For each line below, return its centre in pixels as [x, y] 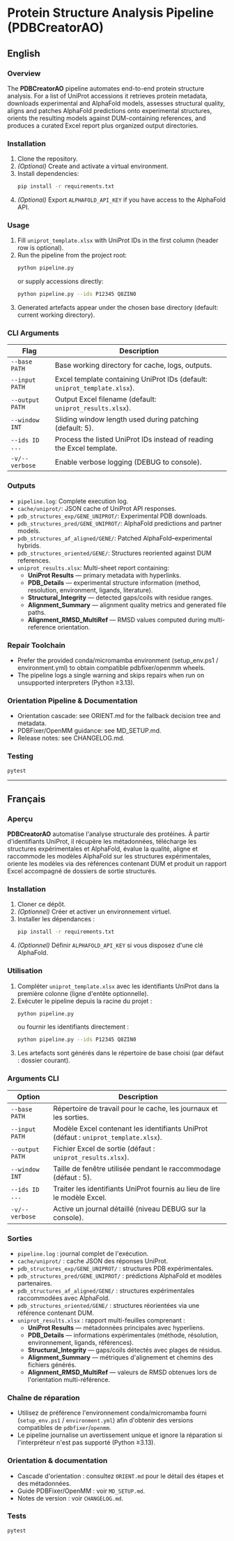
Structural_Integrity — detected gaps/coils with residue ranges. [120, 597]
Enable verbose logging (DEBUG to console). [128, 462]
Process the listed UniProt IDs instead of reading [134, 440]
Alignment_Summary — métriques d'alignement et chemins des [120, 1357]
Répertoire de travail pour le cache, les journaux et [135, 1108]
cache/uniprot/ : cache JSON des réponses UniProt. [93, 1260]
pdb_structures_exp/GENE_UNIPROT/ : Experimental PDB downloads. [112, 516]
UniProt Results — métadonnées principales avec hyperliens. [116, 1327]
